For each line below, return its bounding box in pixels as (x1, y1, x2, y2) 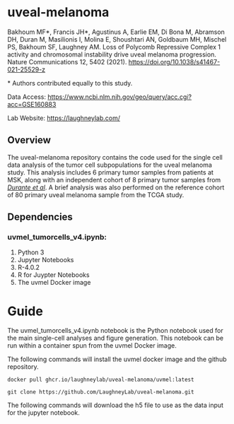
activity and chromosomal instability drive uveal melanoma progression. (7, 50, 217, 59)
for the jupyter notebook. (7, 408, 80, 417)
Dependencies (7, 211, 73, 223)
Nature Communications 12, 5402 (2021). (7, 57, 127, 66)
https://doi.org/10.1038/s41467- (128, 57, 221, 66)
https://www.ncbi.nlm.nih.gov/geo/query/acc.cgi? (47, 93, 192, 101)
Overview (7, 134, 52, 146)
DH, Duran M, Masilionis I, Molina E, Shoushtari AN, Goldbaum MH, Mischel (7, 35, 227, 43)
